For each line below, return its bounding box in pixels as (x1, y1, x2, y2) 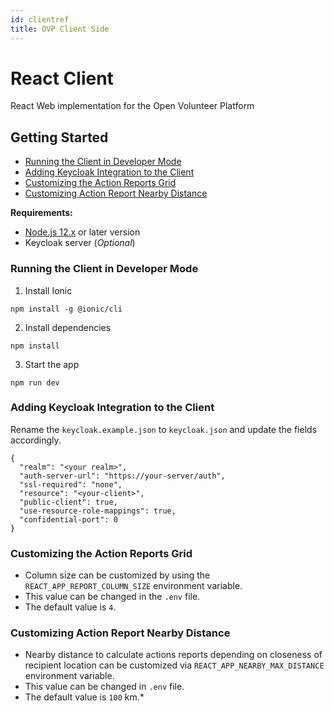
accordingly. (10, 434, 62, 446)
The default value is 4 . (24, 601, 117, 613)
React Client (10, 67, 114, 90)
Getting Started (10, 129, 109, 146)
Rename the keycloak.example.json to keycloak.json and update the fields (10, 423, 318, 435)
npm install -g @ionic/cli (10, 304, 123, 314)
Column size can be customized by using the (24, 569, 211, 581)
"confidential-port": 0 (19, 514, 118, 525)
